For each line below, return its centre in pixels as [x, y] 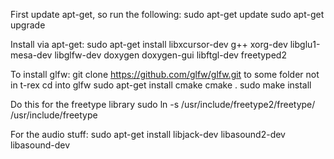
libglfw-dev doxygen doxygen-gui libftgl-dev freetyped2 [170, 55]
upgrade [28, 25]
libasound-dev [40, 145]
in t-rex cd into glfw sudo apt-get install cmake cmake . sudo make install [161, 85]
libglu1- [305, 44]
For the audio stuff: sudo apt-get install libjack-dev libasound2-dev [148, 134]
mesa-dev [31, 55]
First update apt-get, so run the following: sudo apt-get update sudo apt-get [167, 14]
